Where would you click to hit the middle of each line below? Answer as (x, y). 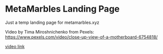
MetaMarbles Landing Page (62, 9)
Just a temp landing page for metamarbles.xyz (52, 22)
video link (15, 46)
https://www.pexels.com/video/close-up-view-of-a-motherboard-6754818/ (81, 37)
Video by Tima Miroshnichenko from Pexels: (50, 32)
